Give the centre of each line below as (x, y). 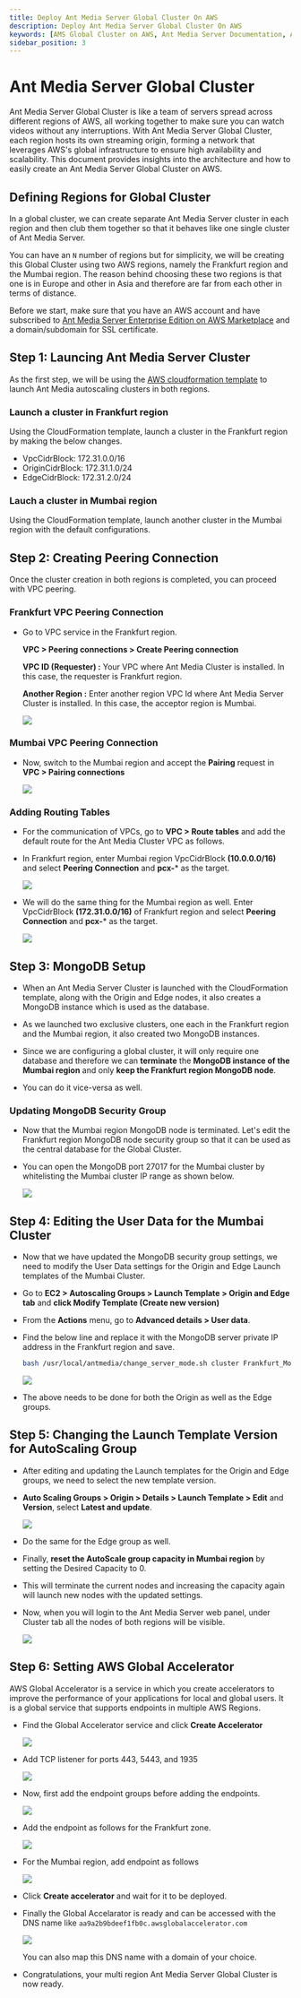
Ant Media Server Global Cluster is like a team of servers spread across (141, 112)
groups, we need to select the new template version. (119, 1480)
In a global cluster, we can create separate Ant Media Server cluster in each (149, 219)
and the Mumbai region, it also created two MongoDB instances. (141, 1034)
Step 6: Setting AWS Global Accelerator (122, 1667)
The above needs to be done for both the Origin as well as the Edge (147, 1397)
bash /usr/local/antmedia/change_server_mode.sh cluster (131, 1363)
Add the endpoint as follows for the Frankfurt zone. (116, 1827)
